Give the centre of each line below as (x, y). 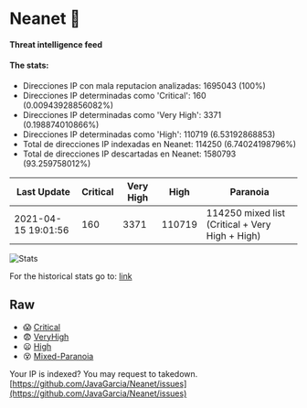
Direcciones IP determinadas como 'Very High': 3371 (122, 114)
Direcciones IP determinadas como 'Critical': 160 (114, 95)
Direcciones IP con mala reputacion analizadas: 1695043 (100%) (144, 85)
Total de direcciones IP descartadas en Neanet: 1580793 (129, 154)
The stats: (29, 65)
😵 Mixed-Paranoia (58, 356)
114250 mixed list (246, 212)
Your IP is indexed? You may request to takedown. (104, 373)
